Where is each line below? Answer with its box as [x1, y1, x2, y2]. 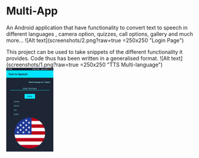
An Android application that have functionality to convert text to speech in [6, 24, 188, 31]
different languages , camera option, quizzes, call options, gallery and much [6, 30, 193, 37]
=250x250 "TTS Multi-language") [79, 61, 163, 68]
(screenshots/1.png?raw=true [6, 61, 79, 68]
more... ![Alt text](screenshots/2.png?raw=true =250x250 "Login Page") [6, 37, 184, 44]
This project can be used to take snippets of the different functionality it [6, 48, 183, 55]
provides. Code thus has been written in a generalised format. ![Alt [6, 54, 170, 62]
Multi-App [6, 4, 58, 18]
